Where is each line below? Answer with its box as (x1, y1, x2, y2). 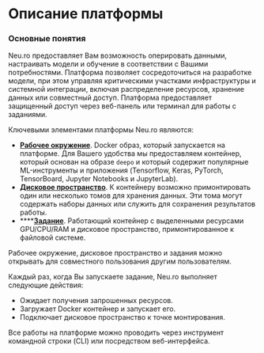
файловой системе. (19, 233, 86, 242)
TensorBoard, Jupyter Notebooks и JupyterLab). (19, 174, 179, 184)
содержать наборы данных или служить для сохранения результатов (19, 199, 255, 209)
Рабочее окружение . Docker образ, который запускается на (19, 140, 225, 150)
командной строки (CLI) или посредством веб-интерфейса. (8, 336, 211, 346)
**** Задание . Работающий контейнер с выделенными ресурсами (19, 216, 244, 226)
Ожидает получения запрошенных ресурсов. (19, 296, 174, 306)
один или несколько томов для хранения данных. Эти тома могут (19, 191, 243, 200)
